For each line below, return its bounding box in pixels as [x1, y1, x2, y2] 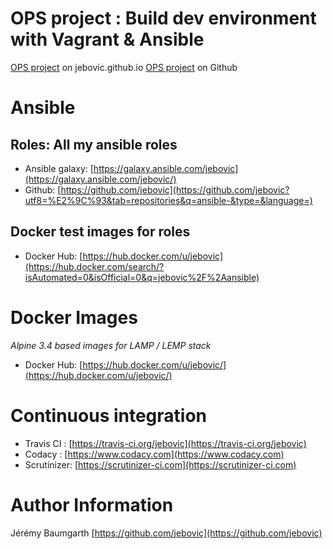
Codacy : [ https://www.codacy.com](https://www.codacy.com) [24, 448, 285, 460]
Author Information [10, 493, 174, 516]
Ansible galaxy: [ [24, 162, 94, 174]
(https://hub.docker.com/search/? [24, 260, 165, 272]
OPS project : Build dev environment [10, 7, 317, 30]
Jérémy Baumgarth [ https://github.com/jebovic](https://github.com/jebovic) [10, 527, 323, 539]
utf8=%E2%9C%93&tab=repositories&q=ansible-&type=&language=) [24, 194, 313, 206]
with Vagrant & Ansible [10, 28, 205, 51]
